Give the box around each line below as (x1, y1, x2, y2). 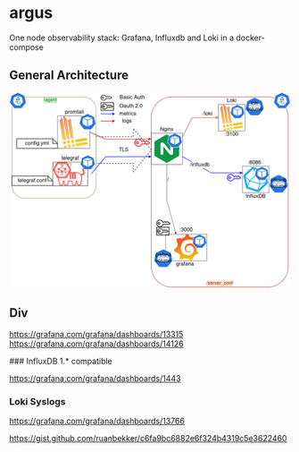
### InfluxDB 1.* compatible (9, 356, 113, 367)
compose (9, 41, 45, 52)
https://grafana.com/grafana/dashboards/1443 (9, 373, 181, 384)
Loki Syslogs (9, 395, 66, 407)
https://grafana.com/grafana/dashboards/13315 (9, 329, 184, 340)
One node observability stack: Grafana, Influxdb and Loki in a (9, 32, 235, 43)
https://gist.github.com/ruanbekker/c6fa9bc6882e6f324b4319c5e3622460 (9, 433, 287, 444)
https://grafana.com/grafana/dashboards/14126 (9, 338, 185, 349)
